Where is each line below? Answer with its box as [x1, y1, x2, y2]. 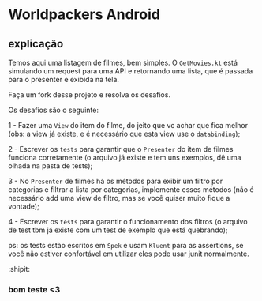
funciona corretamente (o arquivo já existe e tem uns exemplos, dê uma [8, 152, 241, 162]
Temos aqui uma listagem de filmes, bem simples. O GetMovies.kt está [8, 58, 238, 67]
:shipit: [8, 265, 30, 273]
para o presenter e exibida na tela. [8, 75, 120, 84]
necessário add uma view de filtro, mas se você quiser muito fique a [8, 194, 230, 202]
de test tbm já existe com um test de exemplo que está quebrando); [8, 225, 228, 235]
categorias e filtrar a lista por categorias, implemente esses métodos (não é [8, 185, 254, 194]
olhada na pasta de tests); [8, 161, 93, 171]
